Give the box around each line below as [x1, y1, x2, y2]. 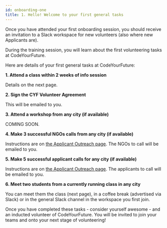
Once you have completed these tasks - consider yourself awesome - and [5, 206, 161, 212]
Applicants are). [5, 37, 39, 43]
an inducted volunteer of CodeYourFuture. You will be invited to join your [5, 211, 157, 217]
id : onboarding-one [5, 7, 47, 13]
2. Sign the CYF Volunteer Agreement [5, 91, 86, 97]
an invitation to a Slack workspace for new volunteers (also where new [5, 31, 153, 38]
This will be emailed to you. [5, 101, 62, 107]
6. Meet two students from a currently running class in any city [5, 181, 141, 187]
